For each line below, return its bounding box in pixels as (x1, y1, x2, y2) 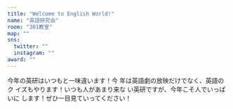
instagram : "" (13, 50, 55, 57)
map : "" (7, 30, 30, 37)
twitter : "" (13, 43, 49, 50)
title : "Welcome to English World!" (7, 10, 114, 18)
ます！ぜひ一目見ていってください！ (27, 94, 132, 102)
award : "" (7, 56, 36, 63)
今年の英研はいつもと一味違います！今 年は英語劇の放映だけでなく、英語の (7, 76, 225, 84)
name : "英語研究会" (7, 17, 59, 24)
